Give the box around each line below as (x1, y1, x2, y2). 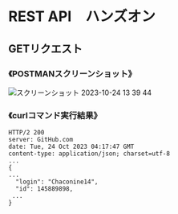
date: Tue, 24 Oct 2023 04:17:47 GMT (8, 142, 135, 151)
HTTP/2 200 (8, 129, 45, 137)
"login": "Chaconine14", (15, 178, 99, 186)
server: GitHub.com (8, 136, 74, 144)
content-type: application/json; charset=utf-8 (8, 150, 171, 158)
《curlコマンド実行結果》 (8, 109, 102, 121)
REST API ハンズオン (8, 7, 156, 26)
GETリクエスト (8, 42, 83, 56)
